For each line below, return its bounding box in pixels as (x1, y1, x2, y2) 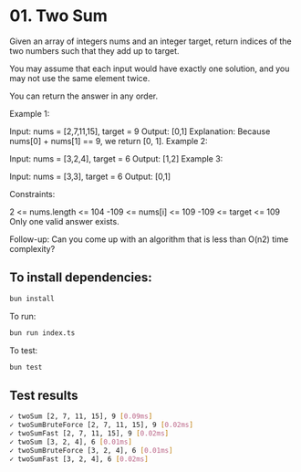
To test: (9, 344, 38, 356)
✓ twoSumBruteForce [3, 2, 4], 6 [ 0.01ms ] (9, 446, 173, 455)
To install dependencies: (9, 270, 152, 286)
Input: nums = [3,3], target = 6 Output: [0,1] (9, 171, 171, 182)
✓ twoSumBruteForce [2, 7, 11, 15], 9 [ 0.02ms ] (9, 421, 194, 430)
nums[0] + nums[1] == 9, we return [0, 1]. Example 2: (9, 135, 208, 146)
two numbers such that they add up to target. (9, 45, 180, 56)
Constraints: (9, 188, 56, 199)
